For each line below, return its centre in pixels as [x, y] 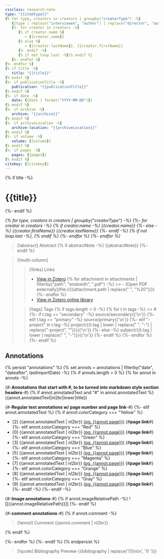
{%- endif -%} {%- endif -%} [41, 489]
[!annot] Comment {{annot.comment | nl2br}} [62, 523]
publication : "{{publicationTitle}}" [50, 87]
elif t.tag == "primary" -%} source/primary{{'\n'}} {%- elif [87, 320]
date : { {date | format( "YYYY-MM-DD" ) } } [52, 101]
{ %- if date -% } [21, 96]
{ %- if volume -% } [24, 137]
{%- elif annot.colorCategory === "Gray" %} [57, 479]
